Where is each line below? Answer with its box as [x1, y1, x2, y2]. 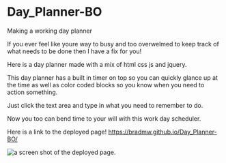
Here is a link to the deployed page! [7, 128, 107, 136]
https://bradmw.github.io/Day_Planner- [108, 128, 217, 136]
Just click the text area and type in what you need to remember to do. [7, 101, 203, 109]
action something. [7, 88, 58, 96]
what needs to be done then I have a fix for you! [7, 47, 142, 55]
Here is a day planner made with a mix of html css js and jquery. [7, 60, 187, 68]
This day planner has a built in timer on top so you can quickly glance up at [7, 73, 218, 82]
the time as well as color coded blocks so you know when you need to [7, 80, 205, 89]
